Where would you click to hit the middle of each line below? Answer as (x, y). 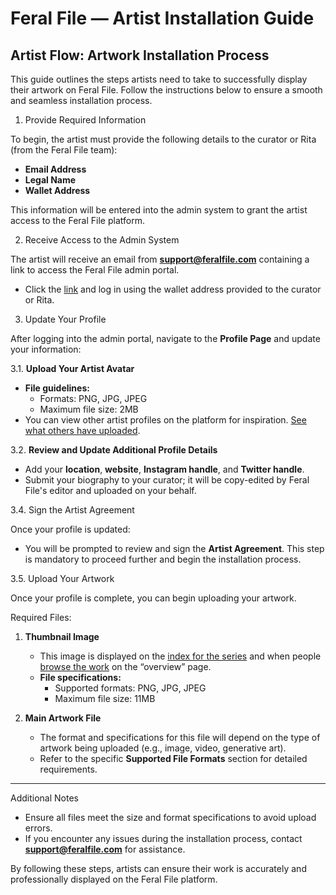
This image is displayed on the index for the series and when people (180, 656)
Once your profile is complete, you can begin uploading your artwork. (153, 598)
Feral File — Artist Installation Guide (162, 18)
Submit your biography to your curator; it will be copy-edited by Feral (167, 480)
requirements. (68, 769)
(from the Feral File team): (64, 150)
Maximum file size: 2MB (89, 409)
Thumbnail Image (62, 636)
